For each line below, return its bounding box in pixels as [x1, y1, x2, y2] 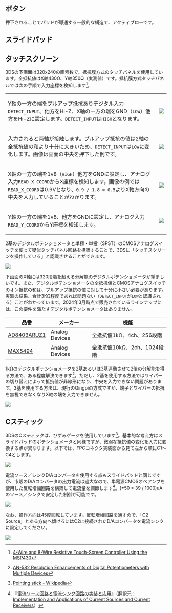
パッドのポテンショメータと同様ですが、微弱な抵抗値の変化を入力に [18, 438, 162, 444]
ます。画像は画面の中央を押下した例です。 [18, 150, 120, 157]
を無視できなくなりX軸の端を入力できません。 [5, 391, 103, 398]
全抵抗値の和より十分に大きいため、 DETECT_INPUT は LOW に [8, 142, 145, 150]
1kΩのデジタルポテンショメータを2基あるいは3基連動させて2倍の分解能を [5, 365, 160, 372]
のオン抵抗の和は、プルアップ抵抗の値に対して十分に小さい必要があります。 [5, 286, 166, 293]
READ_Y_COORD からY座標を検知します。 [8, 221, 99, 228]
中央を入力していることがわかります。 [8, 193, 100, 200]
